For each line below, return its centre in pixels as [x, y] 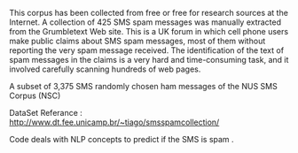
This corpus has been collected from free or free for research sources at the [149, 13]
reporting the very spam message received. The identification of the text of [147, 50]
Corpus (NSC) [35, 96]
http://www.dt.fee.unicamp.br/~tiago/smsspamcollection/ [114, 122]
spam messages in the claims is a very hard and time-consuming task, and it [149, 60]
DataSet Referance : [46, 113]
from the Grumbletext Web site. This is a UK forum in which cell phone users [149, 31]
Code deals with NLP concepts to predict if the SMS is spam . [122, 139]
